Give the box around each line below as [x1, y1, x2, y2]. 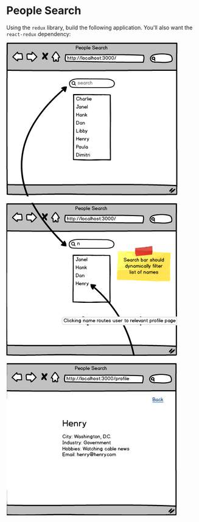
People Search [6, 4, 82, 18]
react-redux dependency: [6, 30, 71, 37]
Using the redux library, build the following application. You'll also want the [6, 24, 193, 31]
